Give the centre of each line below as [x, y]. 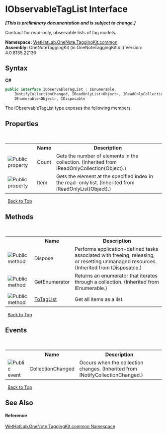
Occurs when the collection [111, 362]
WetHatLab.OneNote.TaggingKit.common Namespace [60, 427]
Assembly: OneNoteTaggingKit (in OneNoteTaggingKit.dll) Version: [74, 47]
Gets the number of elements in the [97, 156]
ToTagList [45, 299]
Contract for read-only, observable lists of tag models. [61, 32]
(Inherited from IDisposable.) [108, 268]
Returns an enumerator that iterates [116, 276]
